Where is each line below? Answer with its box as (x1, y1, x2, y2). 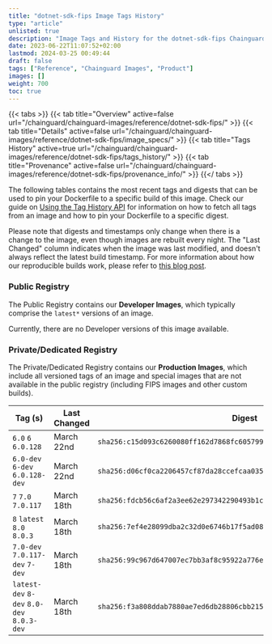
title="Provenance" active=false (8, 161, 115, 171)
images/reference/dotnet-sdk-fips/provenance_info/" (8, 169, 186, 179)
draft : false (8, 57, 53, 66)
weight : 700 (8, 79, 49, 87)
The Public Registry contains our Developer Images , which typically (8, 299, 236, 309)
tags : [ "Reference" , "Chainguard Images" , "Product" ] (8, 65, 194, 73)
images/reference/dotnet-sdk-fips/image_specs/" (8, 135, 174, 145)
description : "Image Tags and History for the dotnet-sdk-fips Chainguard (8, 34, 266, 43)
